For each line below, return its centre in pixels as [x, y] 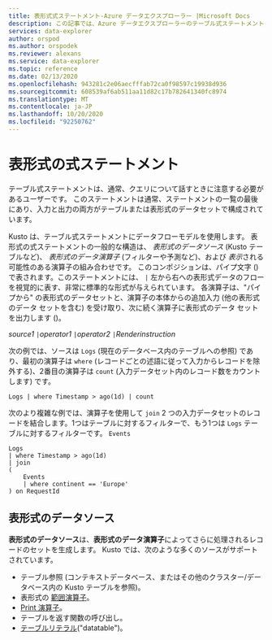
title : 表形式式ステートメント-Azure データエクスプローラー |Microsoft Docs [130, 16]
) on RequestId [34, 491]
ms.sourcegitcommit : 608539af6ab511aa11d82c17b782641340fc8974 [118, 91]
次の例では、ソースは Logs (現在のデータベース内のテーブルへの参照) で [127, 350]
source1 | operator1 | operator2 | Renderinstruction [92, 333]
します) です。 [32, 381]
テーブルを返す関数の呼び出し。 [73, 617]
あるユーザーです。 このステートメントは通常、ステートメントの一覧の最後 [133, 198]
